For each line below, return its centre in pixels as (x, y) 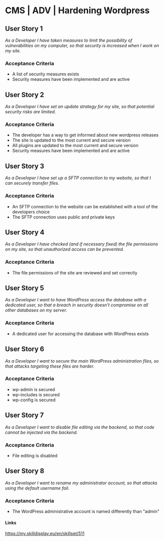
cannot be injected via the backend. (41, 432)
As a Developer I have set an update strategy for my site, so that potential (80, 107)
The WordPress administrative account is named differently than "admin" (86, 512)
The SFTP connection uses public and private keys (63, 217)
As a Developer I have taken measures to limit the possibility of (69, 40)
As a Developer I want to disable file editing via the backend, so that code (80, 427)
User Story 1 (24, 29)
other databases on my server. (36, 310)
